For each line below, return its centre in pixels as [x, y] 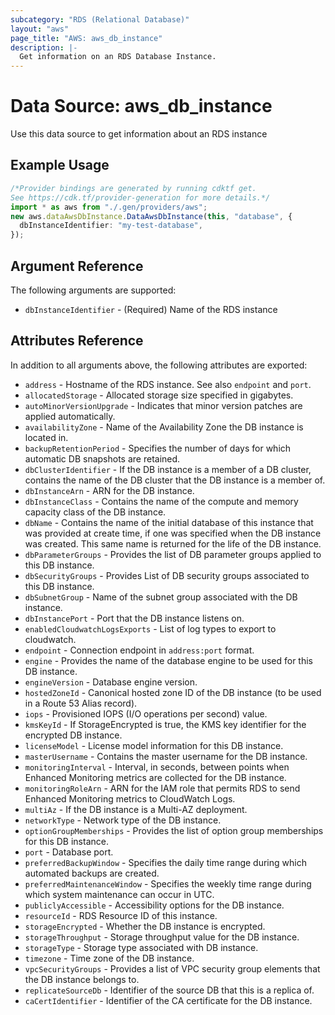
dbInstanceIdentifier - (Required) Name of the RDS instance [151, 309]
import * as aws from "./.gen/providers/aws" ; [109, 207]
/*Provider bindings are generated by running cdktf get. [133, 188]
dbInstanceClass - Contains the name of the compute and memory [161, 501]
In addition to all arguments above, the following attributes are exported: [159, 365]
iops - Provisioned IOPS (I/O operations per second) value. [146, 713]
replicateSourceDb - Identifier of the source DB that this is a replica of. [169, 990]
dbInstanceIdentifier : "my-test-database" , [111, 226]
